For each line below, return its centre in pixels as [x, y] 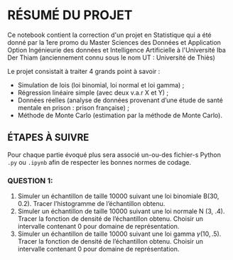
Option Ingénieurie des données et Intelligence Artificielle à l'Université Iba [116, 50]
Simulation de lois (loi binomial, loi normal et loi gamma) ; [101, 85]
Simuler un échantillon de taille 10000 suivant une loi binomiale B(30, [118, 196]
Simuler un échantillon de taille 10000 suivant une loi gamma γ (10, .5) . [119, 234]
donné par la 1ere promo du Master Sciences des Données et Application [114, 42]
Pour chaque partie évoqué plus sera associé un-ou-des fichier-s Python [114, 155]
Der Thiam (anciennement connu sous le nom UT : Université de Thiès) [111, 58]
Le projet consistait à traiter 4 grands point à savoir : [84, 71]
